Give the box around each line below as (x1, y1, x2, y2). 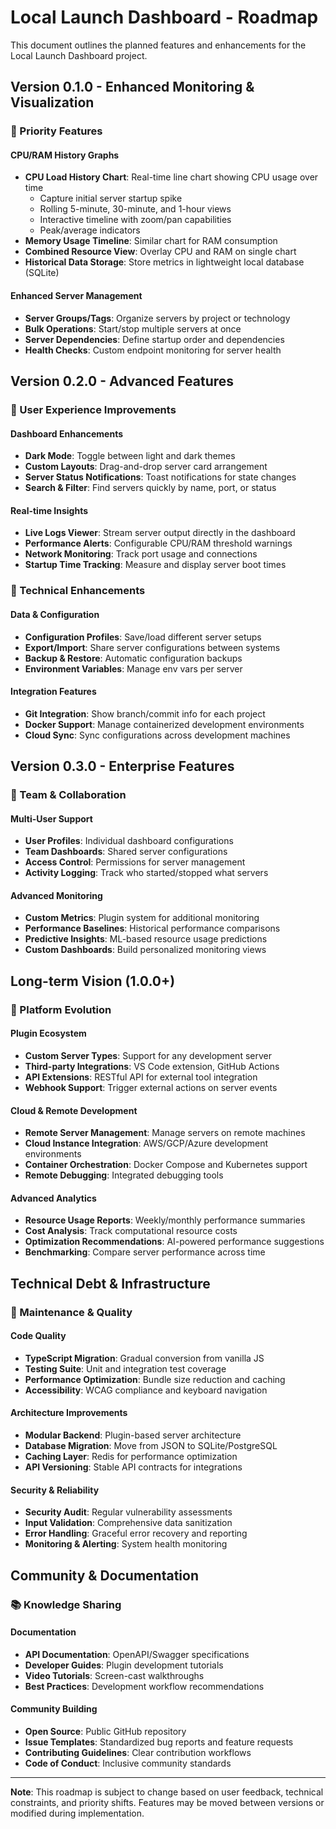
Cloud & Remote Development (10, 1104, 138, 1116)
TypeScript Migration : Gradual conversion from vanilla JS (24, 1352, 265, 1364)
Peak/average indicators (39, 224, 141, 236)
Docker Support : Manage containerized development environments (24, 718, 305, 730)
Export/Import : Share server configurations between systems (24, 641, 281, 653)
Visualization (10, 94, 95, 111)
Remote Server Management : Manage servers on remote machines (24, 1127, 306, 1139)
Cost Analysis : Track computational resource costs (24, 1225, 238, 1237)
